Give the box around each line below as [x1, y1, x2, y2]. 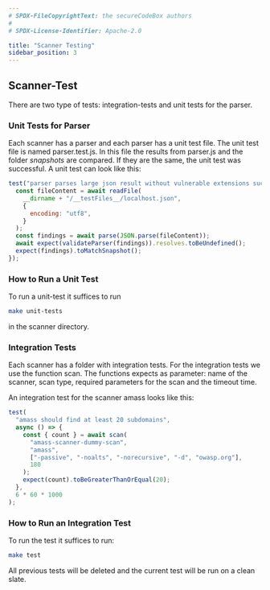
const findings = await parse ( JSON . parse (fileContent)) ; [15, 232, 211, 240]
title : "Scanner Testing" [8, 41, 95, 49]
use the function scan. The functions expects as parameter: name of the [8, 369, 247, 378]
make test [8, 551, 42, 559]
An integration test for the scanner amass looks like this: [8, 393, 194, 402]
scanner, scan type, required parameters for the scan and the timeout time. [8, 378, 257, 387]
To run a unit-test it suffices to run [8, 291, 121, 302]
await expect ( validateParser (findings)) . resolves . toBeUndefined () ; [15, 239, 247, 248]
